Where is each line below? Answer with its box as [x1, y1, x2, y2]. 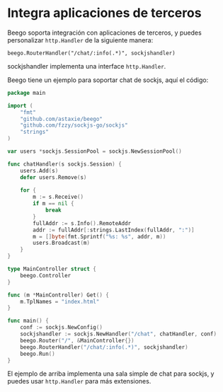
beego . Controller [20, 272, 72, 279]
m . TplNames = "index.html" [20, 298, 100, 305]
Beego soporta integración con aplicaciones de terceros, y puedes [7, 28, 202, 37]
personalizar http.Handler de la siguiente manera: [7, 35, 154, 44]
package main [7, 89, 46, 96]
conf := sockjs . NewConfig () [20, 324, 103, 331]
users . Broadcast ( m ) [33, 239, 91, 247]
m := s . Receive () [33, 193, 84, 201]
